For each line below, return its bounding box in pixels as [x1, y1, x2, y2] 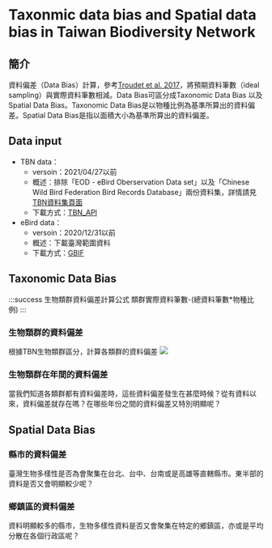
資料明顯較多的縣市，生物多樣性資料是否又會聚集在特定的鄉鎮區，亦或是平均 [8, 520, 264, 531]
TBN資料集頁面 [32, 197, 83, 207]
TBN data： [19, 156, 59, 167]
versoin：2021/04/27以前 [32, 167, 117, 176]
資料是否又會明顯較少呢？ [8, 478, 94, 488]
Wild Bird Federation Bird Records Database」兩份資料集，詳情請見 [32, 187, 257, 197]
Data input [8, 134, 62, 148]
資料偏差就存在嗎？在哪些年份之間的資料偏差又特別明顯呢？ [22, 399, 221, 409]
